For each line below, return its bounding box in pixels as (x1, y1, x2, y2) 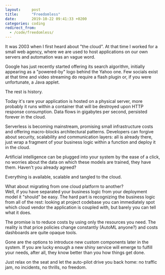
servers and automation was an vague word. (5, 54, 96, 60)
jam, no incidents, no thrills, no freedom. (5, 264, 87, 270)
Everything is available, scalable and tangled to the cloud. (5, 174, 122, 180)
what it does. (5, 210, 32, 215)
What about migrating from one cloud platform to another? (5, 183, 124, 189)
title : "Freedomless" (5, 12, 61, 17)
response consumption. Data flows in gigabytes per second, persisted (5, 109, 148, 115)
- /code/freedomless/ (9, 30, 54, 35)
